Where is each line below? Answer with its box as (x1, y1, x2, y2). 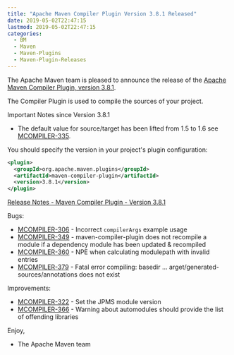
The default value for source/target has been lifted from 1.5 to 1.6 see (17, 124, 218, 133)
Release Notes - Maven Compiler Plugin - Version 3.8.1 (7, 198, 166, 207)
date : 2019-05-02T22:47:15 (7, 17, 87, 24)
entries (17, 255, 39, 264)
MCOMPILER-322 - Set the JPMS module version (17, 298, 161, 306)
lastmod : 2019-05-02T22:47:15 (7, 23, 97, 30)
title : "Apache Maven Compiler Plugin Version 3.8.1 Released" (7, 10, 197, 18)
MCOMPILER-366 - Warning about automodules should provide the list (17, 305, 224, 314)
